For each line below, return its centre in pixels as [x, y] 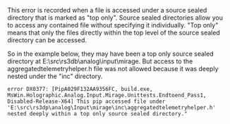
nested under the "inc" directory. [55, 76]
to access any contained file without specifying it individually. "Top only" [113, 25]
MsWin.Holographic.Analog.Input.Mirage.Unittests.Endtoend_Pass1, [107, 95]
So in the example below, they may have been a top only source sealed [110, 54]
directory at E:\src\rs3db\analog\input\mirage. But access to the [100, 61]
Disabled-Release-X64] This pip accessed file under [86, 101]
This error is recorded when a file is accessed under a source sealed [107, 10]
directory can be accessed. [47, 40]
